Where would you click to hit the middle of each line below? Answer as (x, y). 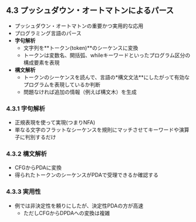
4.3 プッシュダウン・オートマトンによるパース (90, 11)
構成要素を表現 (41, 62)
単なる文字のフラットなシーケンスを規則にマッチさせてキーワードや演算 (102, 130)
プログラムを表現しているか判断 (62, 85)
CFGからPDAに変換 (38, 168)
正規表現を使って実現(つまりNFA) (55, 123)
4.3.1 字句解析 (26, 109)
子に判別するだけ (35, 137)
